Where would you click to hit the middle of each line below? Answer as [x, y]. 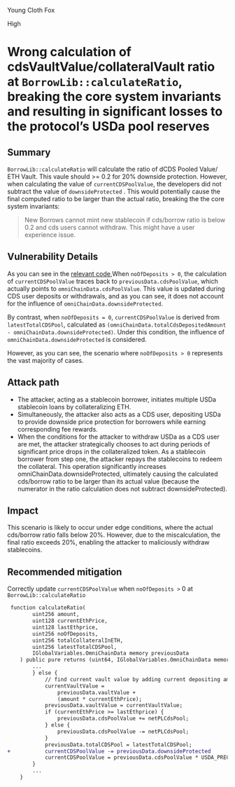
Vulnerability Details [53, 257]
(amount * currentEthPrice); [99, 699]
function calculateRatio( [48, 608]
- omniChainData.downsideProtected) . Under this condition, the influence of [116, 331]
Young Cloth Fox [31, 10]
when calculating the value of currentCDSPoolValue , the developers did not [114, 184]
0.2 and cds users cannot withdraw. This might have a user [109, 227]
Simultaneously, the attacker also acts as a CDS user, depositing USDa [119, 414]
